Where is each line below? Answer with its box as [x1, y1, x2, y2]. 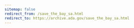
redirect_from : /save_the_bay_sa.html [4, 11, 84, 16]
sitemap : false [4, 7, 36, 12]
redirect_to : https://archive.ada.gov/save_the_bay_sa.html [4, 16, 130, 20]
